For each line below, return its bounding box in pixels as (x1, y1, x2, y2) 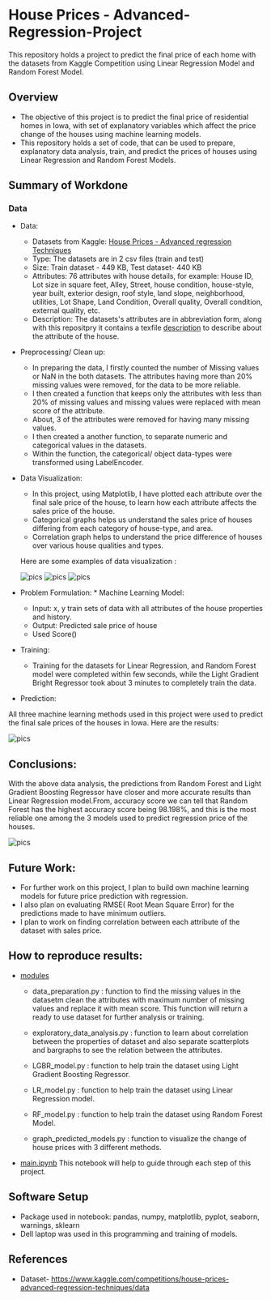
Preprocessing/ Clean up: (19, 347, 105, 357)
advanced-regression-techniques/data (19, 1282, 150, 1292)
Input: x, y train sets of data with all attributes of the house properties (32, 604, 263, 614)
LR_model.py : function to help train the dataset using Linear (32, 1084, 233, 1095)
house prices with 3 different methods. (32, 1142, 162, 1152)
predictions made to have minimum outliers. (19, 909, 167, 918)
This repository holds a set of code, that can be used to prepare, (19, 138, 236, 148)
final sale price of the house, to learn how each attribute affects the (32, 498, 257, 507)
